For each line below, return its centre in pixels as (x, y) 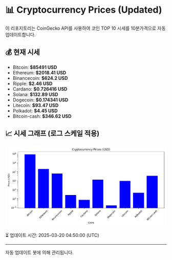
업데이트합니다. (20, 34)
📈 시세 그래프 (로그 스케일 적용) (52, 134)
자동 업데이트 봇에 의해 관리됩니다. (39, 252)
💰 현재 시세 (23, 52)
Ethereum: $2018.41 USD (39, 73)
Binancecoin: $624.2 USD (40, 78)
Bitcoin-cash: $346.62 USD (42, 116)
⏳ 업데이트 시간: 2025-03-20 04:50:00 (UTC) (52, 235)
